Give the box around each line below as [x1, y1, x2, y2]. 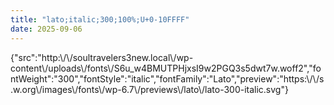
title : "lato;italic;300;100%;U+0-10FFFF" [10, 14, 190, 25]
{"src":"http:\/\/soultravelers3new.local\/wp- [10, 51, 194, 63]
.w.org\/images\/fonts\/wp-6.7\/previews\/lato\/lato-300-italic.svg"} [10, 83, 289, 95]
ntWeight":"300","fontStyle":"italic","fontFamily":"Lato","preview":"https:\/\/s [10, 72, 325, 85]
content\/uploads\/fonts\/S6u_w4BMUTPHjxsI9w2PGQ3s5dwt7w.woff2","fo [10, 62, 322, 74]
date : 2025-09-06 [10, 24, 83, 34]
